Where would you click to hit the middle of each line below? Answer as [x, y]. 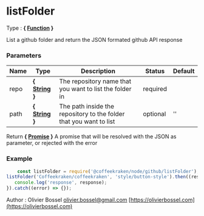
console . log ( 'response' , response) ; [61, 183]
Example [19, 159]
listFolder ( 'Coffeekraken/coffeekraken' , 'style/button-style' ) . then [96, 177]
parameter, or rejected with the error [52, 143]
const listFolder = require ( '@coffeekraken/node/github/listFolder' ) [107, 171]
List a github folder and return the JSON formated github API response [94, 39]
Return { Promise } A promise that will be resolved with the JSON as [91, 137]
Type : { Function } [30, 28]
